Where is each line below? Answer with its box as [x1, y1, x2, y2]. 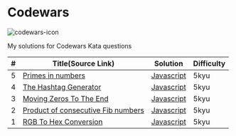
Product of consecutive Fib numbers [22, 105, 144, 115]
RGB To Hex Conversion [22, 117, 103, 127]
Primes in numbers [22, 70, 85, 80]
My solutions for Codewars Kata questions [7, 41, 132, 50]
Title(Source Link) [52, 58, 115, 68]
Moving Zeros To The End [22, 93, 109, 103]
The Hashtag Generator [22, 82, 102, 92]
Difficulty [193, 58, 226, 68]
